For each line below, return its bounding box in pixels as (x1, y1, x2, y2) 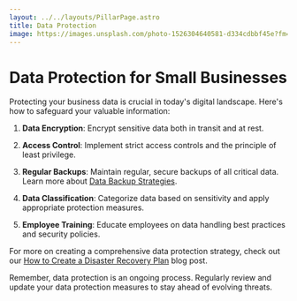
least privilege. (21, 149, 77, 160)
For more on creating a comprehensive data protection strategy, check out (9, 246, 280, 257)
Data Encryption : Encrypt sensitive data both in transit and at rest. (21, 123, 264, 133)
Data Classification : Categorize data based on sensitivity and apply (21, 193, 270, 204)
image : (9, 29, 34, 38)
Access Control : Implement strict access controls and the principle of (21, 140, 277, 151)
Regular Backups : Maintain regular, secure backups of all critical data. (21, 167, 279, 177)
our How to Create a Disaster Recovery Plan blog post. (9, 255, 208, 266)
